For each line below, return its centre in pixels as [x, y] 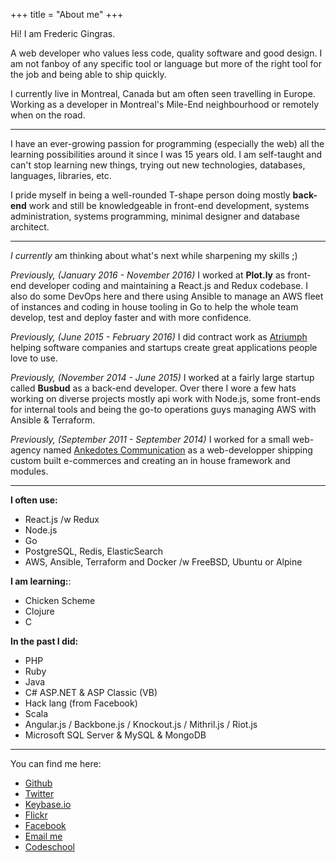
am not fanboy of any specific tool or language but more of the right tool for [166, 63]
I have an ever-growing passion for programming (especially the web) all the [167, 143]
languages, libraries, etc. [61, 175]
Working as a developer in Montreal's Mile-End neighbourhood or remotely [164, 104]
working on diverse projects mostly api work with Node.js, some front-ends [166, 398]
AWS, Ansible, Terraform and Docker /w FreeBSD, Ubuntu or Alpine [163, 562]
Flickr [36, 815]
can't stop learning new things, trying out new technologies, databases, [158, 165]
